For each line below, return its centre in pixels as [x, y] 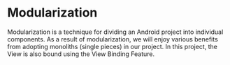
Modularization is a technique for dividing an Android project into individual [115, 32]
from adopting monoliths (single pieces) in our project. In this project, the [113, 46]
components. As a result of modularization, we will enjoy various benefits [113, 39]
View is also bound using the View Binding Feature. [81, 54]
